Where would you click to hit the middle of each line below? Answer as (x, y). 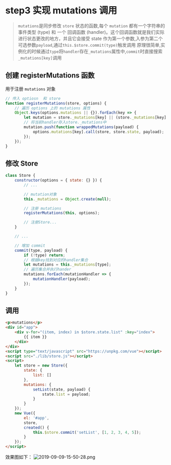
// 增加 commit (30, 246)
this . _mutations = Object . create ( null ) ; (68, 199)
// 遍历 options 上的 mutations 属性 (53, 108)
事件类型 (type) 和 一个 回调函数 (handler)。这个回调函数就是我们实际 (91, 32)
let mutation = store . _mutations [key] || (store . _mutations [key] (95, 118)
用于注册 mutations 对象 (31, 89)
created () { (37, 428)
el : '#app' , (37, 418)
